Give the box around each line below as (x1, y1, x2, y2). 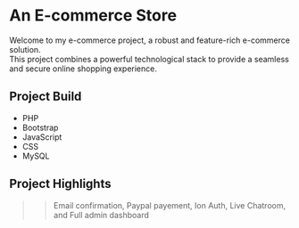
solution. (9, 44, 42, 54)
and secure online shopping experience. (9, 63, 158, 74)
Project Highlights (9, 176, 112, 191)
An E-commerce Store (9, 5, 177, 26)
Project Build (9, 89, 82, 104)
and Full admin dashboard (53, 209, 149, 220)
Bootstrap (21, 122, 59, 133)
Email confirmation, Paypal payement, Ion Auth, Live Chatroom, (53, 199, 287, 210)
